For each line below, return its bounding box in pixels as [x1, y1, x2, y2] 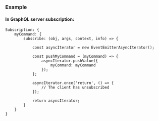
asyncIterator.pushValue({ [41, 58, 98, 64]
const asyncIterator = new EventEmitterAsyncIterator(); [32, 45, 155, 50]
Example [5, 4, 27, 11]
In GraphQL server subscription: [5, 16, 75, 22]
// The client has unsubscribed [41, 85, 110, 90]
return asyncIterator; [32, 98, 80, 103]
